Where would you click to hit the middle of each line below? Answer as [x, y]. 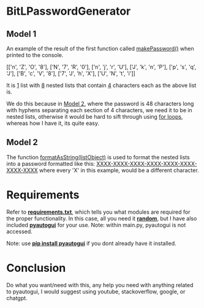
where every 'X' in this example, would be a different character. [119, 170]
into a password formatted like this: [51, 163]
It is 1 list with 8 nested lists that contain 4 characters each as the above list [101, 85]
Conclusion [36, 268]
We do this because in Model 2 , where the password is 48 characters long [100, 103]
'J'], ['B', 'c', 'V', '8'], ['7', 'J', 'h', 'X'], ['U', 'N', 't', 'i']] [71, 73]
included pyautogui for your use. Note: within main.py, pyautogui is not [96, 225]
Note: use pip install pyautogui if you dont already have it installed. [91, 243]
